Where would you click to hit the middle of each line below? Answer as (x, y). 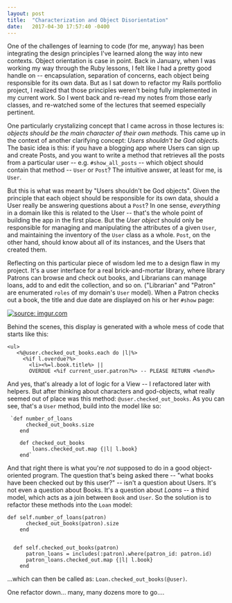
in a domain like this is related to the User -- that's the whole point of (105, 213)
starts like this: (28, 334)
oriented (19, 475)
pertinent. (21, 112)
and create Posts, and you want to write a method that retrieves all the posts (116, 155)
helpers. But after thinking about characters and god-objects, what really (111, 392)
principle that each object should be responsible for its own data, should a (113, 198)
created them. (27, 250)
